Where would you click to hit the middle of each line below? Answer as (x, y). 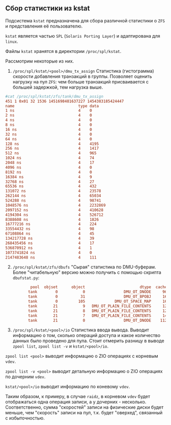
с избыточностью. (25, 418)
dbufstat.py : (26, 278)
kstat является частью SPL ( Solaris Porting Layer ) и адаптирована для (83, 36)
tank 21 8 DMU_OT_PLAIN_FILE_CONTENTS (90, 311)
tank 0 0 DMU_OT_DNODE (90, 292)
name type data (52, 106)
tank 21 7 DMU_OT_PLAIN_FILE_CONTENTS (90, 316)
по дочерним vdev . (25, 377)
